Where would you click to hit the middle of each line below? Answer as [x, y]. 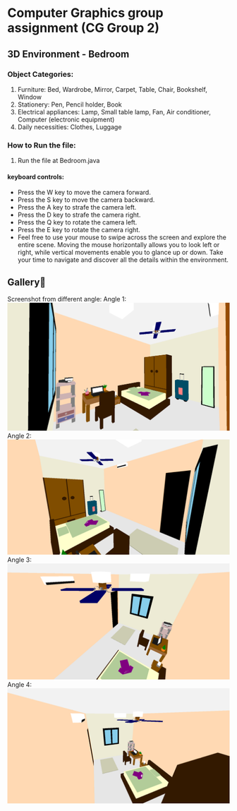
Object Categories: [41, 74]
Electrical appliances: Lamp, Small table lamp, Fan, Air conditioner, [114, 112]
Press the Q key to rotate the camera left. [77, 222]
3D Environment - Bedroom [68, 54]
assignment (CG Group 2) [84, 28]
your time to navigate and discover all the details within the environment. [123, 260]
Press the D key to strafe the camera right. [79, 215]
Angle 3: [19, 560]
